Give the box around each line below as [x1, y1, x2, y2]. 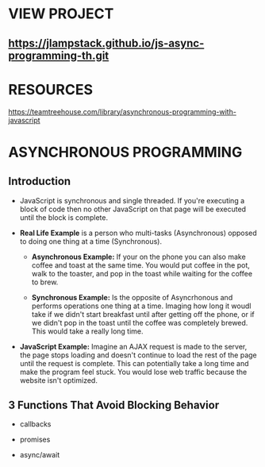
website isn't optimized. [19, 375, 98, 385]
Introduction [8, 175, 71, 188]
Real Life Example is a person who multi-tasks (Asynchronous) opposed [19, 228, 258, 237]
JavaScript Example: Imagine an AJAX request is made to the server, [19, 342, 248, 351]
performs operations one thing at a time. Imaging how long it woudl [31, 301, 252, 311]
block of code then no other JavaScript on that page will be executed [19, 204, 247, 214]
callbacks [19, 419, 52, 429]
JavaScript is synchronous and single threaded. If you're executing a [19, 195, 245, 205]
